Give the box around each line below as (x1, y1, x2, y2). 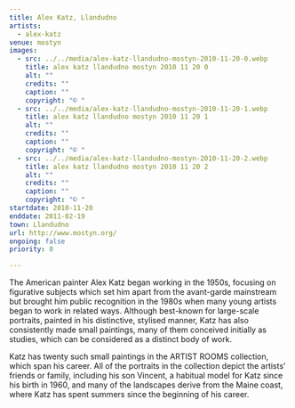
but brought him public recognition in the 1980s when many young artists (9, 296, 277, 307)
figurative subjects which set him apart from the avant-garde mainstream (9, 287, 277, 298)
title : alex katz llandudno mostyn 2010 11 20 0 (25, 63, 209, 72)
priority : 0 (9, 245, 53, 254)
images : (9, 46, 38, 55)
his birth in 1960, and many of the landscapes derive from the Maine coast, (9, 379, 283, 390)
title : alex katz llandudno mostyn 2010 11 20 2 (25, 162, 209, 171)
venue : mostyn (9, 37, 62, 47)
